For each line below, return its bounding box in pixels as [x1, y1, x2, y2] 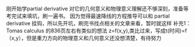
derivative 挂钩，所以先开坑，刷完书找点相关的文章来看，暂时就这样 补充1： [6, 20, 191, 26]
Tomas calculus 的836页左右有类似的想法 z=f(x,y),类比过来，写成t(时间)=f [6, 27, 187, 34]
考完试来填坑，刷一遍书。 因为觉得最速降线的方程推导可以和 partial [6, 12, 170, 19]
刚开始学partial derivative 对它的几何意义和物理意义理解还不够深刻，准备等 [6, 5, 189, 12]
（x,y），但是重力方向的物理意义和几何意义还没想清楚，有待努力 [6, 35, 162, 41]
